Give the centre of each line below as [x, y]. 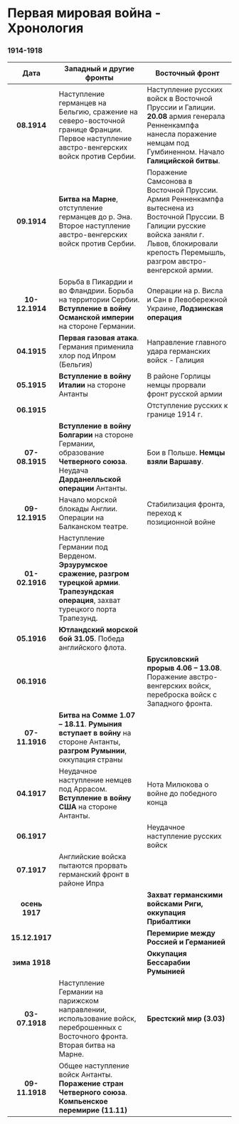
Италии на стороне [92, 385]
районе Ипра [81, 883]
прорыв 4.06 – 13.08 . [184, 668]
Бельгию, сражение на [99, 112]
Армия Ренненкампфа [185, 199]
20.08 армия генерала [186, 117]
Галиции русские [176, 226]
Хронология [46, 28]
